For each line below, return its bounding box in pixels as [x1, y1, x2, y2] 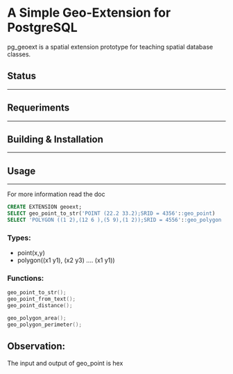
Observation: [7, 341, 66, 352]
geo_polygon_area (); [7, 315, 67, 322]
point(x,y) [17, 249, 45, 257]
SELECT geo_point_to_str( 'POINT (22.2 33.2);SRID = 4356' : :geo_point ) [7, 210, 216, 217]
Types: [7, 233, 31, 243]
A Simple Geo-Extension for [7, 5, 171, 21]
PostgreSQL [7, 19, 78, 35]
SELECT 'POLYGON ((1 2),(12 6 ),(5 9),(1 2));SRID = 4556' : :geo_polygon [7, 216, 222, 223]
